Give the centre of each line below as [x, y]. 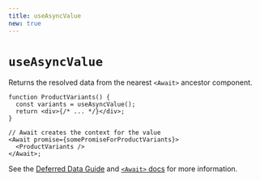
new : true [25, 23]
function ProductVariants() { [60, 98]
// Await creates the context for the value [85, 133]
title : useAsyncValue [45, 16]
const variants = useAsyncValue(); [76, 105]
